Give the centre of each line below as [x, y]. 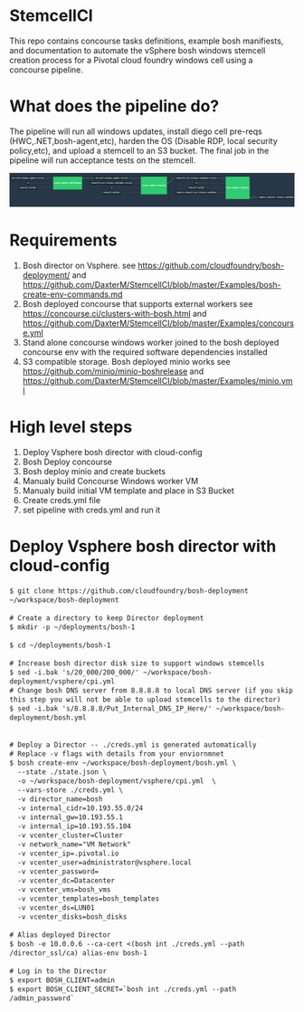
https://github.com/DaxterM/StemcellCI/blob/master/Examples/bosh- [152, 284]
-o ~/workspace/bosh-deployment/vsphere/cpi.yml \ [117, 781]
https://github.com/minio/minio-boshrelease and [113, 371]
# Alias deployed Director [60, 935]
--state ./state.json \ [62, 772]
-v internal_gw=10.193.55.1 [71, 817]
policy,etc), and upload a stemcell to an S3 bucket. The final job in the [139, 150]
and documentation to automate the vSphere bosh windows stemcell [138, 50]
